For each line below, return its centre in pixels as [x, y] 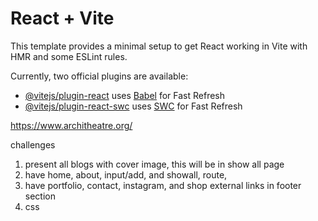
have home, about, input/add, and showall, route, [126, 174]
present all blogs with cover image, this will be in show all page [154, 164]
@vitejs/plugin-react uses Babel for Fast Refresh [125, 95]
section [40, 196]
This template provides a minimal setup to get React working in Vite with [159, 46]
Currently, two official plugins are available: [99, 76]
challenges [33, 144]
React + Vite [62, 18]
